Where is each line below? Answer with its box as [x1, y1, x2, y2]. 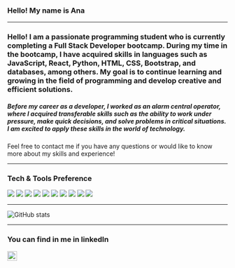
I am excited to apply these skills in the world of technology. [7, 124, 185, 133]
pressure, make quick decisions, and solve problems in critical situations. [7, 116, 227, 125]
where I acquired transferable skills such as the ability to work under [7, 109, 212, 118]
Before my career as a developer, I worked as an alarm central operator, [7, 102, 222, 110]
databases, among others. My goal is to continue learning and [7, 67, 222, 77]
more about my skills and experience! [7, 149, 115, 158]
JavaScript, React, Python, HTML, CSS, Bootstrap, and [7, 58, 196, 68]
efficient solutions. [7, 85, 73, 95]
